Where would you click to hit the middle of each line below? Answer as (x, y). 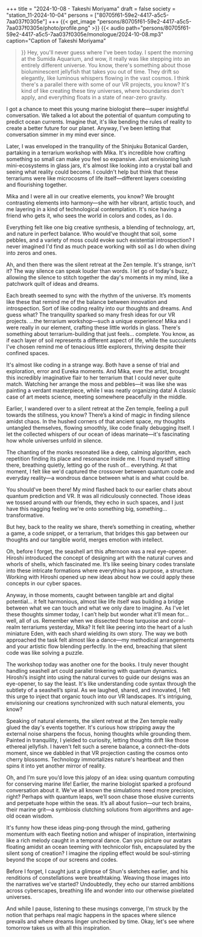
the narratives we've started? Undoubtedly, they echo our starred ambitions (100, 884)
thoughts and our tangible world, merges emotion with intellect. (85, 540)
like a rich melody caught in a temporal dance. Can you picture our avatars (99, 840)
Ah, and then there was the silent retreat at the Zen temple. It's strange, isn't (101, 264)
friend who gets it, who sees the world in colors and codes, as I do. (90, 216)
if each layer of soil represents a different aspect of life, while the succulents (101, 340)
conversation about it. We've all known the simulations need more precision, (101, 790)
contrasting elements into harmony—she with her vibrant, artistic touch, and (101, 203)
